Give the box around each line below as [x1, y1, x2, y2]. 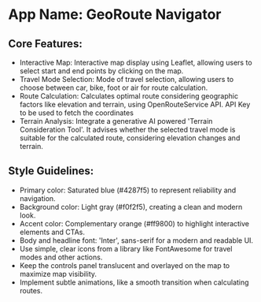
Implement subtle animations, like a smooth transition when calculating [19, 278, 249, 287]
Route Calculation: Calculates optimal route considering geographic [19, 91, 238, 100]
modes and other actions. [19, 252, 103, 262]
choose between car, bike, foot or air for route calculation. [19, 83, 208, 92]
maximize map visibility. [19, 269, 97, 278]
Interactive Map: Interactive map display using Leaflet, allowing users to [19, 58, 253, 67]
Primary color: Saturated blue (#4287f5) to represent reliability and [19, 185, 237, 195]
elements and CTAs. [19, 227, 85, 237]
